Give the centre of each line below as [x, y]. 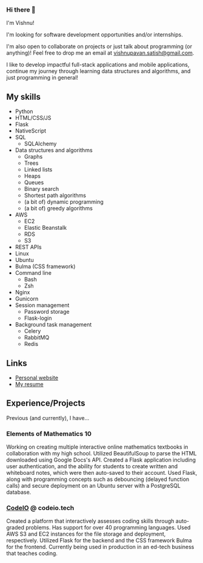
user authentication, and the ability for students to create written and [92, 466]
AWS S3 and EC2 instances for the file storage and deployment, [86, 534]
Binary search [42, 189]
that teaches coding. [32, 553]
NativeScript [31, 131]
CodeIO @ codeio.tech [40, 508]
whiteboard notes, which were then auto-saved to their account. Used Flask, [102, 473]
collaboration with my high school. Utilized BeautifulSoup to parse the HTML [101, 454]
